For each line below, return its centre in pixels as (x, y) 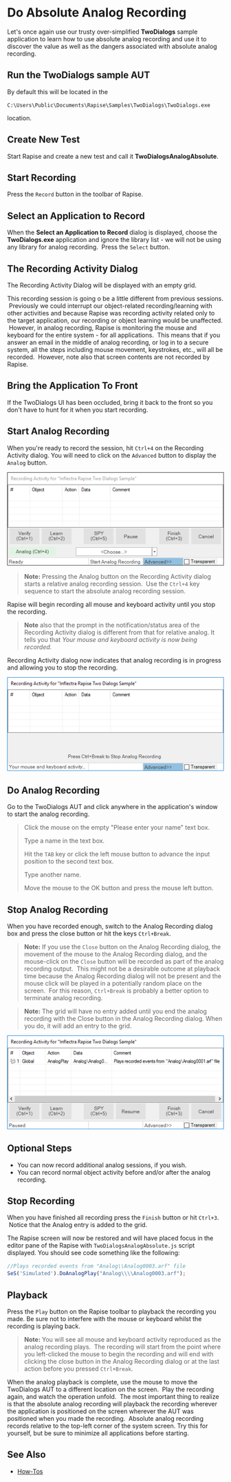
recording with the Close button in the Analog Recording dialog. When (123, 1018)
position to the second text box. (69, 861)
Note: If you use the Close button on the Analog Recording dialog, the (122, 947)
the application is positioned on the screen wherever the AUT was (100, 1411)
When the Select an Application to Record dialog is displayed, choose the (112, 232)
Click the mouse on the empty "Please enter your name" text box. (117, 828)
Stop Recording (41, 1201)
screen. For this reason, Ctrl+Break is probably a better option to (116, 991)
